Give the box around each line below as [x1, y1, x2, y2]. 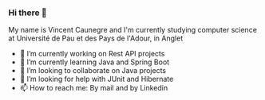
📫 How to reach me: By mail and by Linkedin [19, 83, 168, 93]
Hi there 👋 [8, 7, 48, 18]
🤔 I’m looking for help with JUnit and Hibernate [19, 75, 174, 84]
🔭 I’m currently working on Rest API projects [19, 49, 165, 59]
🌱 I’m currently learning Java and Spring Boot [19, 57, 170, 67]
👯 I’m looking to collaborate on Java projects [19, 66, 166, 75]
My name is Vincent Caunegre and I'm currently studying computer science [8, 25, 258, 35]
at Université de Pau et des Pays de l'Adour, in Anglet [8, 33, 184, 43]
